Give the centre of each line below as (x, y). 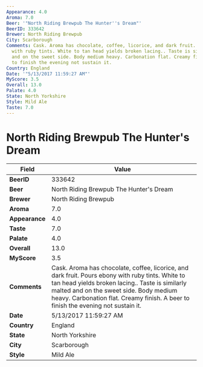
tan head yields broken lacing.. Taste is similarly (119, 283)
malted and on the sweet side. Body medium (114, 291)
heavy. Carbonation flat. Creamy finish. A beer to (121, 298)
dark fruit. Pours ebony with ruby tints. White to (118, 276)
